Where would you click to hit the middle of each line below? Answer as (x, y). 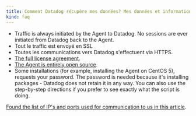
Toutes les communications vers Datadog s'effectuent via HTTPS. (94, 52)
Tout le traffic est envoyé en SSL (54, 46)
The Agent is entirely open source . (56, 64)
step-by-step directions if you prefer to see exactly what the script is (97, 89)
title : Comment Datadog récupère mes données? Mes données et (83, 11)
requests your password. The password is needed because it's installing (101, 77)
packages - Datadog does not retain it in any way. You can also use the (100, 83)
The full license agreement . (47, 58)
